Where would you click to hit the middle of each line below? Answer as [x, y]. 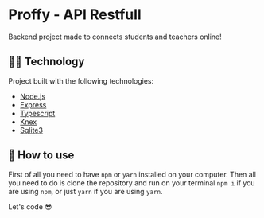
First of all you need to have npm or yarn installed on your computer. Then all [132, 174]
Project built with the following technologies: [81, 80]
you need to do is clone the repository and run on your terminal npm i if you [132, 183]
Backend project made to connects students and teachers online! [115, 37]
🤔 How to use [41, 156]
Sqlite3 [31, 130]
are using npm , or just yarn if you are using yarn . [85, 191]
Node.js [33, 96]
